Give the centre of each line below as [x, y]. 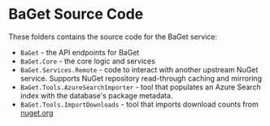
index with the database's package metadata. [96, 95]
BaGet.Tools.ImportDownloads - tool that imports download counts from [139, 104]
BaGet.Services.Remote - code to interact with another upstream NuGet [139, 69]
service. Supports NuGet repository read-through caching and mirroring [141, 78]
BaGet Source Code [76, 14]
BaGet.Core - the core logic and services [88, 61]
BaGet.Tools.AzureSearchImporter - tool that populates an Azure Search [141, 87]
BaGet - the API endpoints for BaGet [80, 52]
